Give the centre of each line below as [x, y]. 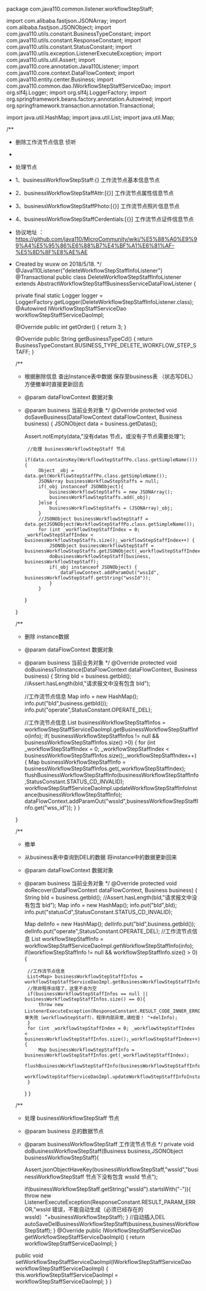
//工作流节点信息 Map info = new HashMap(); [81, 696]
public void [29, 1255]
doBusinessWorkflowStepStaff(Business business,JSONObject [104, 1151]
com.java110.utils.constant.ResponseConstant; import [74, 40]
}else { [48, 503]
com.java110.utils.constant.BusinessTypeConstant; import [79, 34]
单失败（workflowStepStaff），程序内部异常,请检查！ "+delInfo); [101, 1018]
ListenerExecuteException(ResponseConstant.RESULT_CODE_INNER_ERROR [114, 1011]
